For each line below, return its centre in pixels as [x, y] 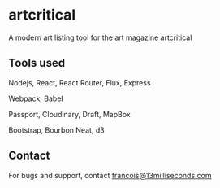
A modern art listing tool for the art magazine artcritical [100, 37]
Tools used [37, 63]
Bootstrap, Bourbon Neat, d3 [57, 130]
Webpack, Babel [36, 98]
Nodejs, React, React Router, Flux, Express [80, 82]
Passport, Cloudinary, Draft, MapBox [70, 114]
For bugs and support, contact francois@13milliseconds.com [110, 175]
